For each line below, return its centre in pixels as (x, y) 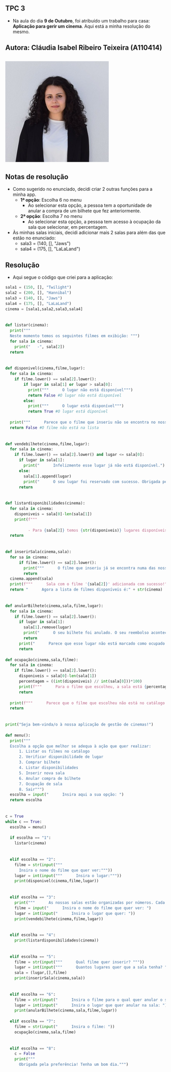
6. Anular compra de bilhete (50, 778)
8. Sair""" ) (31, 789)
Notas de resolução (37, 177)
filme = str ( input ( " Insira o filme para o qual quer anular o (89, 1000)
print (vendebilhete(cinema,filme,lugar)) (59, 919)
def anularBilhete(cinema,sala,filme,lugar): (54, 606)
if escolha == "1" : (31, 838)
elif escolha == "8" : (33, 1048)
